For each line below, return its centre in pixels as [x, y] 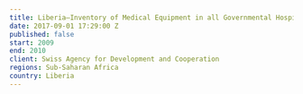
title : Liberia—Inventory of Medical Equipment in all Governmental [141, 17]
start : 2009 [32, 43]
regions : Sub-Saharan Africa [64, 68]
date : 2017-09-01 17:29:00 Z [64, 26]
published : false [42, 34]
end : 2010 [28, 51]
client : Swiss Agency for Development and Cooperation [115, 59]
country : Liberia [42, 76]
